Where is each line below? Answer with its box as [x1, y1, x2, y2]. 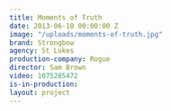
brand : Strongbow [9, 38, 75, 47]
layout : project [9, 88, 70, 97]
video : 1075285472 [9, 72, 78, 81]
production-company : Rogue [9, 55, 111, 64]
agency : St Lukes [9, 47, 75, 55]
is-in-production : [9, 80, 78, 89]
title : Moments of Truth [9, 13, 103, 22]
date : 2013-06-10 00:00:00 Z [9, 21, 119, 30]
